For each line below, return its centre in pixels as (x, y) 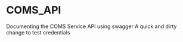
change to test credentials (38, 32)
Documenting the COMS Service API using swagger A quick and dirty (91, 26)
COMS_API (34, 10)
